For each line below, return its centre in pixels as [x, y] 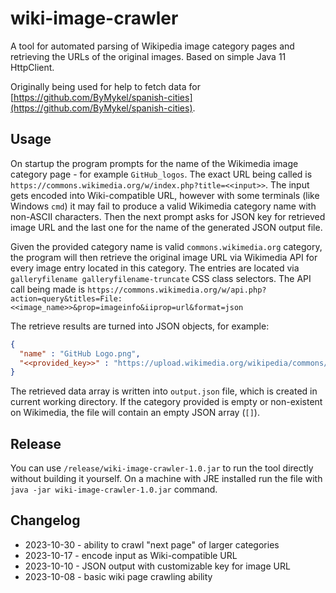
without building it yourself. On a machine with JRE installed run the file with [166, 479]
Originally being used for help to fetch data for [105, 86]
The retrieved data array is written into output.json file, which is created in [164, 391]
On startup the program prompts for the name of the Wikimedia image [154, 163]
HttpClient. [32, 67]
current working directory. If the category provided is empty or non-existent [166, 402]
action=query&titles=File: [66, 298]
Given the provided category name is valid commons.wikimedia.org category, [166, 246]
